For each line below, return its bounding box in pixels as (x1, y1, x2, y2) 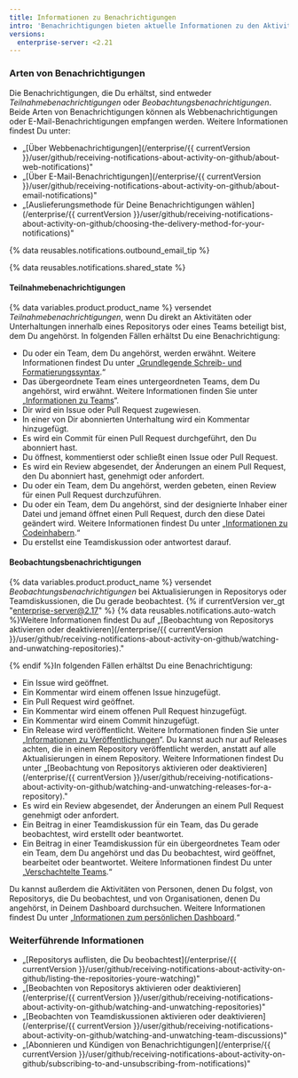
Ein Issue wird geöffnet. (21, 677, 109, 688)
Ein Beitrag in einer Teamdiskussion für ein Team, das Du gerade (21, 819, 259, 830)
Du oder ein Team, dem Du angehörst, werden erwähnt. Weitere (21, 348, 256, 358)
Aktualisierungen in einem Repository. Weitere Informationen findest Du (21, 752, 284, 763)
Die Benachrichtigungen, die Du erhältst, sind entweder (9, 87, 212, 98)
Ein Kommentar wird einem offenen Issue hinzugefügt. (21, 687, 222, 697)
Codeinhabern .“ (21, 527, 81, 538)
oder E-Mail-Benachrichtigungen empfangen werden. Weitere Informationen (9, 116, 288, 126)
